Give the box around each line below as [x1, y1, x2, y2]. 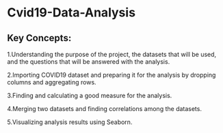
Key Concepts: [7, 32, 72, 44]
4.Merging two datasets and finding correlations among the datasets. [7, 105, 202, 112]
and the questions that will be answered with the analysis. [7, 58, 170, 66]
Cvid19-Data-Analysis [7, 5, 135, 21]
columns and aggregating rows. [7, 78, 97, 86]
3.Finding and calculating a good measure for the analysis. [7, 91, 172, 99]
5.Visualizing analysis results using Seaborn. [7, 118, 133, 126]
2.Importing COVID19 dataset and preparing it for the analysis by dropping [7, 71, 216, 79]
